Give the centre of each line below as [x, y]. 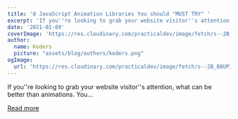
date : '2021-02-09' [36, 27]
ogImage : [20, 60]
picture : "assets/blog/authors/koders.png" [79, 54]
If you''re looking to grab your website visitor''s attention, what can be [110, 86]
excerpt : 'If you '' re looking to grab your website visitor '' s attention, [120, 21]
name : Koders [33, 47]
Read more [23, 108]
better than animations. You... [50, 94]
